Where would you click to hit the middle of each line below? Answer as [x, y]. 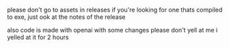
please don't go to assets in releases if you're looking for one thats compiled [115, 10]
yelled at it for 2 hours [38, 37]
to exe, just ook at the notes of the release [66, 17]
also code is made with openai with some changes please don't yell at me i [112, 30]
